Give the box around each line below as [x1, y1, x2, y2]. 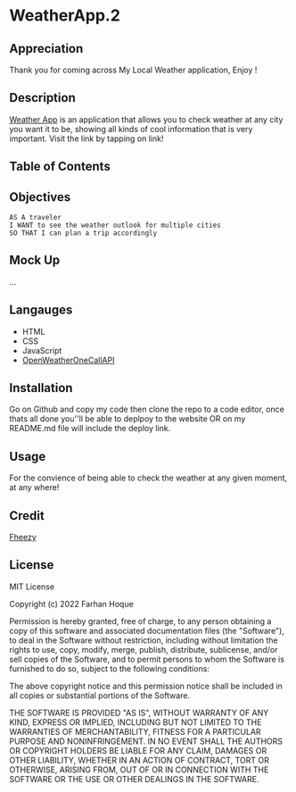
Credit [9, 508, 45, 523]
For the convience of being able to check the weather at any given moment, [9, 472, 288, 483]
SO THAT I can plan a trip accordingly [9, 229, 158, 238]
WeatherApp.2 [9, 5, 120, 26]
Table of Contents [9, 159, 111, 174]
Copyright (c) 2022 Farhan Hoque [9, 598, 134, 609]
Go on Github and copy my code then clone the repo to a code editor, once [9, 404, 285, 415]
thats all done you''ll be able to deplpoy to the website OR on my [9, 413, 246, 424]
